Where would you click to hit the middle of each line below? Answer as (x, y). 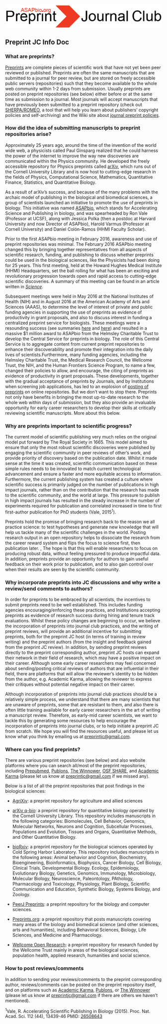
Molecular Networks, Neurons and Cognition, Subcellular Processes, (83, 827)
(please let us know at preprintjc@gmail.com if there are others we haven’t (82, 995)
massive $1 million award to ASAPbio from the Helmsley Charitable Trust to (82, 333)
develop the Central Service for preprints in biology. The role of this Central (82, 339)
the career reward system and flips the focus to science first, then (73, 543)
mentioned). (18, 1001)
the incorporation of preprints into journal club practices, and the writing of (82, 626)
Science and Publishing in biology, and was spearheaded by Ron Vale (76, 213)
